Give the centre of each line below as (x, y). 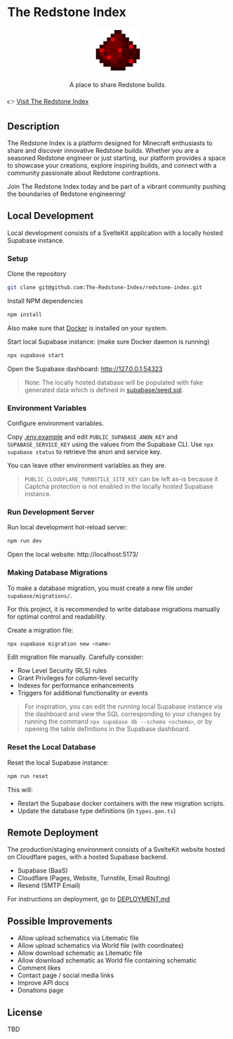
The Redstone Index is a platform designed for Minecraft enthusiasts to (110, 143)
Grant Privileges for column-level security (78, 678)
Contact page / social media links (66, 975)
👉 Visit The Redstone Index (48, 102)
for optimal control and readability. (57, 616)
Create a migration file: (40, 630)
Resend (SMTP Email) (49, 885)
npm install (25, 314)
